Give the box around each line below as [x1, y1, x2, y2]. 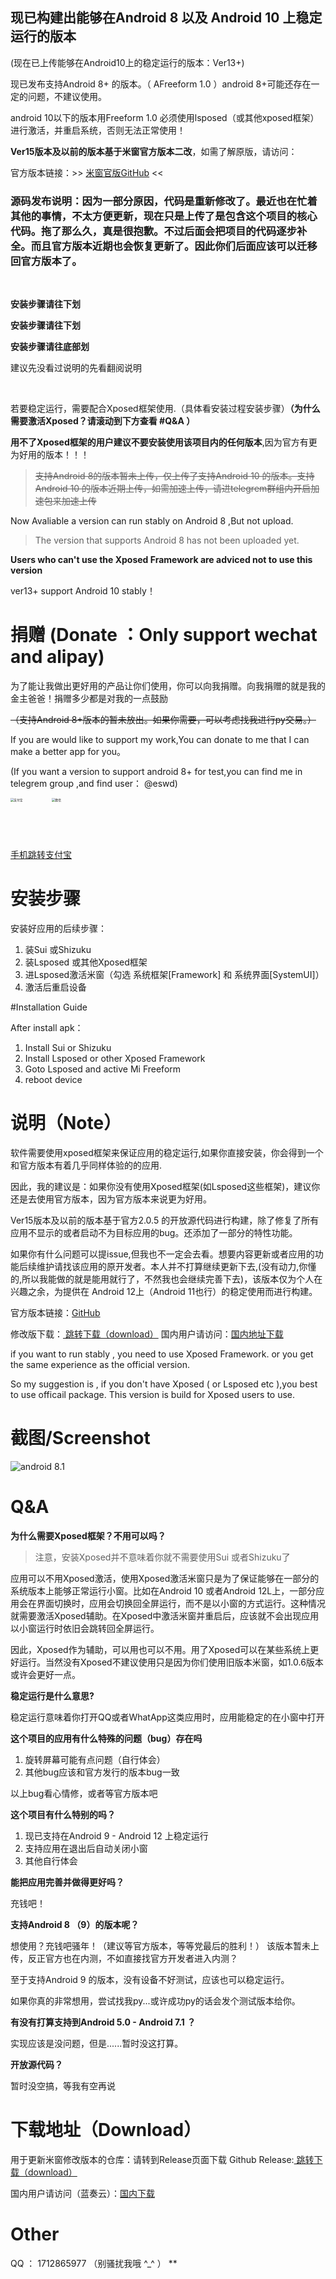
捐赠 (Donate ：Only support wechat [10, 624, 318, 647]
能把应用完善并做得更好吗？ [10, 1876, 125, 1888]
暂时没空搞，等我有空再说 [10, 2079, 116, 2092]
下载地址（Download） [10, 2118, 202, 2141]
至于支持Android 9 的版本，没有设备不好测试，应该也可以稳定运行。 [10, 1973, 290, 1985]
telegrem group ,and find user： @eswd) [10, 778, 178, 790]
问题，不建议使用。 [27, 90, 107, 102]
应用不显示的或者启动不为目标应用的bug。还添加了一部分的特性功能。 [10, 1226, 298, 1238]
